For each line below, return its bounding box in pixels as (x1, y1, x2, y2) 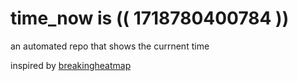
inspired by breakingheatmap (10, 59, 132, 71)
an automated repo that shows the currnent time (10, 40, 210, 52)
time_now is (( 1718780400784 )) (10, 7, 290, 30)
